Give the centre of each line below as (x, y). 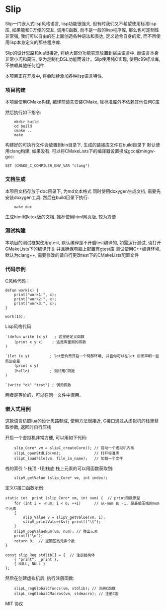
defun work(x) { (22, 291)
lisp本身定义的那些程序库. (35, 42)
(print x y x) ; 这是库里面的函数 (50, 342)
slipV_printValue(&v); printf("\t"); (62, 522)
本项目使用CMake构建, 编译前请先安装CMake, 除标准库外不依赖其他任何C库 (83, 102)
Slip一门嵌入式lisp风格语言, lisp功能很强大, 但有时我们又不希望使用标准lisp (81, 23)
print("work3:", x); (35, 304)
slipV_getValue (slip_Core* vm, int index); (61, 478)
